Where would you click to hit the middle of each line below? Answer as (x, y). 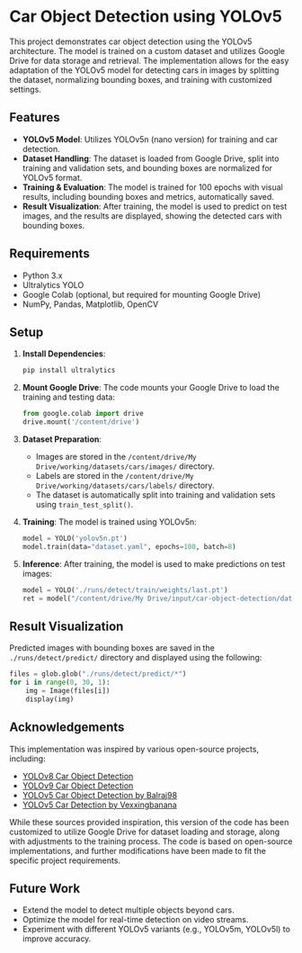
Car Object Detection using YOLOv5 (146, 17)
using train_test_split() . (84, 504)
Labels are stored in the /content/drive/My (115, 476)
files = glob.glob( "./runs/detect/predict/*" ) (98, 674)
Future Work (45, 889)
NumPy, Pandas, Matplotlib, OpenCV (90, 304)
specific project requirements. (65, 860)
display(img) (50, 699)
